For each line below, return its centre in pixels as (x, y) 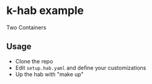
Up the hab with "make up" (49, 74)
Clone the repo (34, 61)
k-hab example (45, 11)
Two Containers (26, 27)
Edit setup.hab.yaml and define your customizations (81, 68)
